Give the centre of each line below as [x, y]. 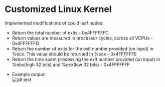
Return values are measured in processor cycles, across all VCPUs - [82, 38]
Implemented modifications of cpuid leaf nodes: [54, 23]
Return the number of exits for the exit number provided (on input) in [83, 48]
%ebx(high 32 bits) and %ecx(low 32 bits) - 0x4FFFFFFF [71, 64]
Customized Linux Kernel [58, 9]
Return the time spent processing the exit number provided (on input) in [86, 59]
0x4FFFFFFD [26, 43]
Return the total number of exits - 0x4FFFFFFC [60, 32]
